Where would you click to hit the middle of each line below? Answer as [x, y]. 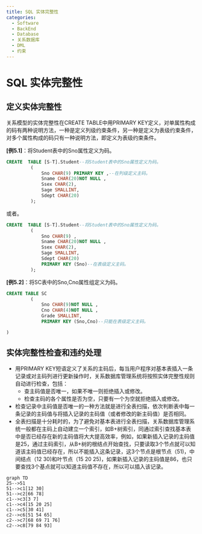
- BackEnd [24, 29]
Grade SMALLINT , [62, 316]
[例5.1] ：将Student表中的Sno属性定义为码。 [61, 150]
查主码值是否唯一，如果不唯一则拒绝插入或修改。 [85, 391]
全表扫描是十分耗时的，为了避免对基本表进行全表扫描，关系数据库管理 [102, 421]
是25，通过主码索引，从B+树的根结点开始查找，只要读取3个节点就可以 [103, 443]
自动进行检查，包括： [41, 383]
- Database [25, 34]
